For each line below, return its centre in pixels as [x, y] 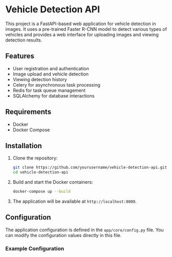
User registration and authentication [51, 68]
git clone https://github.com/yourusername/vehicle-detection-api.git [90, 168]
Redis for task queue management [49, 90]
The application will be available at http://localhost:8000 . [75, 201]
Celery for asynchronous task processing [56, 85]
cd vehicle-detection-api [40, 172]
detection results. [24, 40]
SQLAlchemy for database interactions [54, 95]
